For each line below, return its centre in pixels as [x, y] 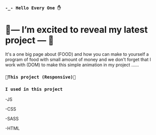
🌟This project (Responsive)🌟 [41, 77]
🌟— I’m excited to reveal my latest [77, 30]
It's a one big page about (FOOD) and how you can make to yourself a [77, 54]
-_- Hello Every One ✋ [33, 8]
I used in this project [34, 89]
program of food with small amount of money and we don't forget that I [78, 59]
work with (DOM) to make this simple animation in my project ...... [72, 65]
